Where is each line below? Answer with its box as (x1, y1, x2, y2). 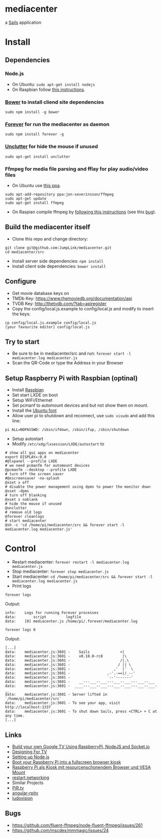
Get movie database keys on (12, 290, 69, 296)
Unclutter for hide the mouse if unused (5, 143, 98, 150)
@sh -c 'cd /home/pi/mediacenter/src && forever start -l (5, 523, 125, 528)
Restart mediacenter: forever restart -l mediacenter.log (12, 559, 130, 565)
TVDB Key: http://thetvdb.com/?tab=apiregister (12, 300, 107, 307)
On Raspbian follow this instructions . (12, 86, 85, 92)
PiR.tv (12, 785, 24, 790)
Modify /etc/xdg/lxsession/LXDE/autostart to (12, 441, 104, 447)
